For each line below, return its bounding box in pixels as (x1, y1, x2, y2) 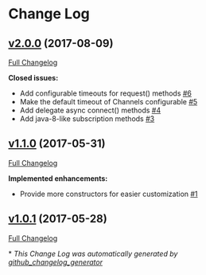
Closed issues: (8, 73, 59, 82)
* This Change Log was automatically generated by (8, 249, 178, 258)
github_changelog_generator (8, 257, 103, 267)
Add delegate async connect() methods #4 (19, 105, 161, 115)
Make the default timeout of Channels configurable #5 (19, 97, 198, 106)
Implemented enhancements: (8, 173, 108, 183)
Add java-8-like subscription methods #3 (19, 114, 155, 124)
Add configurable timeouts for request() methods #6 (19, 88, 192, 98)
